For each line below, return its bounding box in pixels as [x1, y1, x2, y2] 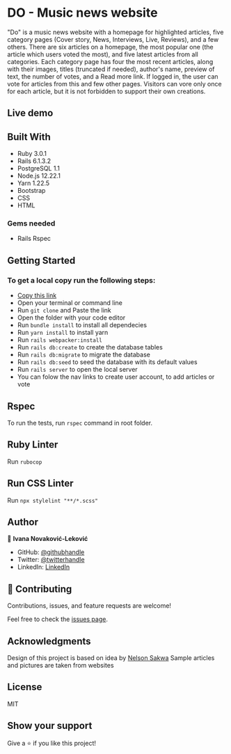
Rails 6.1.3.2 [17, 157, 51, 165]
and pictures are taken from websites [7, 661, 114, 669]
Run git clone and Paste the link [17, 306, 111, 315]
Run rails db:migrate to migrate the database [17, 350, 151, 359]
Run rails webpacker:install [17, 336, 102, 344]
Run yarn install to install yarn [17, 329, 109, 337]
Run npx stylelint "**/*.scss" [7, 496, 99, 504]
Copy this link [17, 291, 57, 300]
